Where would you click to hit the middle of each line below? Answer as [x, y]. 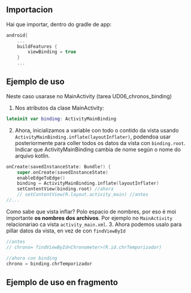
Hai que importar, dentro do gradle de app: [59, 24]
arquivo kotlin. [32, 156]
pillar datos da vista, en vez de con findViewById [66, 231]
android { [17, 35]
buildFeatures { [37, 46]
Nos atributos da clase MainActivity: [60, 108]
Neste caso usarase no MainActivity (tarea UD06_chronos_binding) [89, 96]
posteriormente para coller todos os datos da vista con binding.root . [100, 143]
